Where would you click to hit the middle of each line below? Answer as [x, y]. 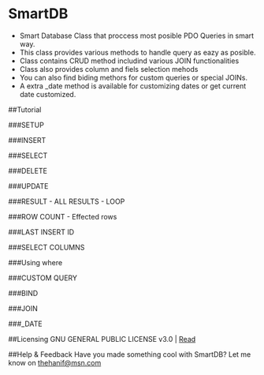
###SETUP [26, 125]
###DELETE [28, 171]
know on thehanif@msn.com [55, 362]
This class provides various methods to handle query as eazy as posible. [138, 52]
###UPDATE [28, 186]
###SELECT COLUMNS [46, 247]
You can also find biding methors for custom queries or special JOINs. [134, 77]
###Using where [35, 262]
